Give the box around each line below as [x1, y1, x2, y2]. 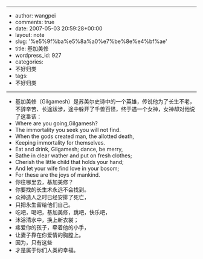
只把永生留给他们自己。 [14, 201, 74, 208]
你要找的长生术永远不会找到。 [14, 186, 89, 193]
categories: [14, 58, 43, 65]
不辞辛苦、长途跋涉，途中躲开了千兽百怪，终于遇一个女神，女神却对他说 [14, 105, 195, 113]
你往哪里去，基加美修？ [14, 179, 74, 185]
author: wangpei [14, 12, 56, 19]
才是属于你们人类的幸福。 [14, 246, 79, 254]
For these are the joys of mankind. [14, 171, 101, 179]
